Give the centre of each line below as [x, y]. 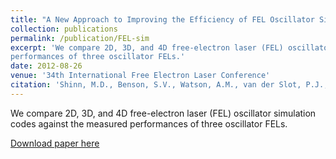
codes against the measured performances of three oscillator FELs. [149, 123]
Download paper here [55, 143]
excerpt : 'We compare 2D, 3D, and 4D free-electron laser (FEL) [147, 47]
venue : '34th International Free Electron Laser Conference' [140, 76]
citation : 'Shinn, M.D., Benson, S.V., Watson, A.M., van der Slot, [156, 85]
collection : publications [64, 29]
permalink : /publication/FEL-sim [80, 38]
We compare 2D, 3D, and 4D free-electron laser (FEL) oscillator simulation [163, 113]
